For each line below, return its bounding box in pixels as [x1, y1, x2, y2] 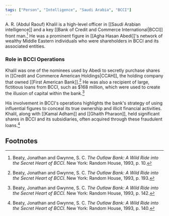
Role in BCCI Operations [5, 56, 65, 63]
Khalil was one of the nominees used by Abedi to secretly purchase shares [5, 67, 160, 73]
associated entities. [5, 43, 46, 49]
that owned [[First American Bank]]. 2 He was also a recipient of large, [5, 78, 150, 85]
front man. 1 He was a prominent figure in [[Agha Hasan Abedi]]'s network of [5, 32, 163, 39]
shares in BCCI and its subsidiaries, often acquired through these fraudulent [5, 116, 162, 122]
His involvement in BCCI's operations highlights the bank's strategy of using [5, 100, 163, 106]
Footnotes [5, 137, 38, 145]
